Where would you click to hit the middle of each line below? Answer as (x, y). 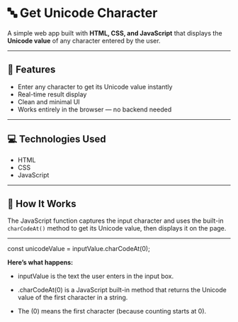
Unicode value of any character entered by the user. (84, 40)
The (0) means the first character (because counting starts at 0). (112, 311)
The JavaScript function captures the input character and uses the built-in (115, 221)
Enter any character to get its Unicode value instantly (95, 87)
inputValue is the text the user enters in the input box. (96, 276)
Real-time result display (52, 94)
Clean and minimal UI (49, 101)
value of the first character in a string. (73, 298)
